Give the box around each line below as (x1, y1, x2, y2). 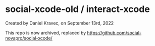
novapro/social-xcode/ (5, 35, 53, 41)
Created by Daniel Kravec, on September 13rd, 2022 (5, 20, 114, 26)
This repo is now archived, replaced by (5, 29, 86, 35)
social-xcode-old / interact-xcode (5, 3, 150, 15)
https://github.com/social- (87, 29, 142, 35)
